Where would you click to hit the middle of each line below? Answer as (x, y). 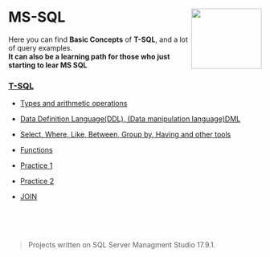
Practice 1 (36, 165)
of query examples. (40, 47)
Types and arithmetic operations (74, 104)
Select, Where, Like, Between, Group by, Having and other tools (125, 135)
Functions (37, 150)
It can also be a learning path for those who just (89, 56)
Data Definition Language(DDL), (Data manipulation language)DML (130, 119)
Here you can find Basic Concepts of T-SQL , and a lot (98, 39)
